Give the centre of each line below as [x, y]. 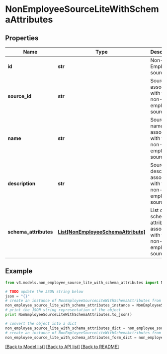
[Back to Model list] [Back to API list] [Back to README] [62, 347]
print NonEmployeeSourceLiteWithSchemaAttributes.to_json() [69, 315]
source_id [20, 96]
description [22, 183]
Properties [22, 38]
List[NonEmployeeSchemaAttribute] [102, 232]
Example [19, 271]
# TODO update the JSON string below [44, 292]
